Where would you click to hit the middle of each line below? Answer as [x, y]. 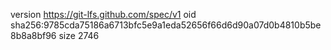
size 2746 [79, 35]
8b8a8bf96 [33, 35]
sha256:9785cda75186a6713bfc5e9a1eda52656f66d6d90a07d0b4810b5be [166, 25]
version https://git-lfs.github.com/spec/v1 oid [103, 14]
